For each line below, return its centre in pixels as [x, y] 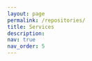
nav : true [22, 40]
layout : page [26, 14]
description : [26, 33]
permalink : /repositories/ [46, 20]
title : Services [31, 27]
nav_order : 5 [26, 46]
